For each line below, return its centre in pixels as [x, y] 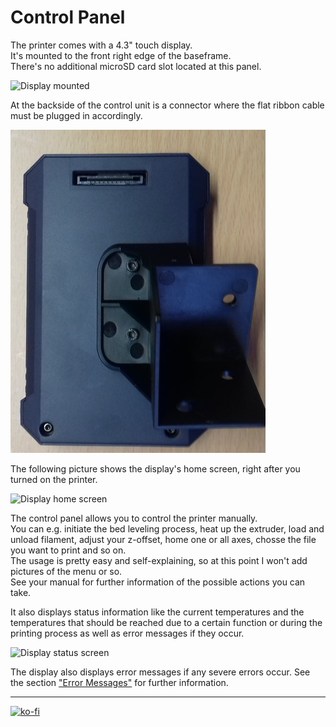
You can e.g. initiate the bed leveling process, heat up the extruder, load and [167, 528]
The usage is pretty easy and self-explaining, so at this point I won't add [159, 560]
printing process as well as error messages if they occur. [127, 633]
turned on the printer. [54, 479]
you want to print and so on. [68, 550]
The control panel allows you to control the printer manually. [134, 518]
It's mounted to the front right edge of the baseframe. [121, 55]
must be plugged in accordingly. [76, 115]
